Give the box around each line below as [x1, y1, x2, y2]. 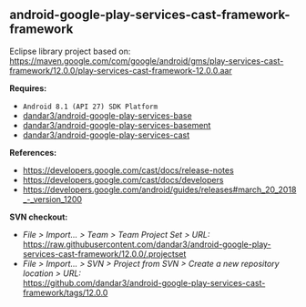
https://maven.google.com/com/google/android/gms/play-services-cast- [9, 55, 284, 67]
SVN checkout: [9, 211, 68, 222]
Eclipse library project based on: [9, 46, 131, 56]
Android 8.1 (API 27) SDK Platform [22, 102, 158, 111]
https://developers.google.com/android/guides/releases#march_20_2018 [22, 184, 297, 195]
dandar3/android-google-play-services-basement [22, 119, 211, 130]
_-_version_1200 [22, 193, 83, 204]
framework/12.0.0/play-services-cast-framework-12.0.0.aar [9, 65, 232, 76]
